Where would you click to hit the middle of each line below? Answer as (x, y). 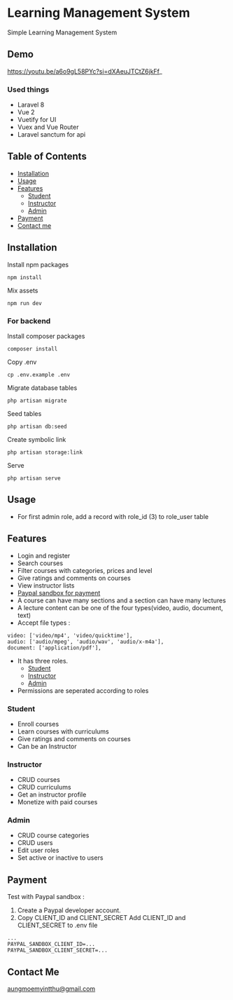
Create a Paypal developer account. (69, 910)
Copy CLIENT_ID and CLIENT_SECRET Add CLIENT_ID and (101, 918)
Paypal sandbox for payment (59, 593)
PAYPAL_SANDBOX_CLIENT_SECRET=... (58, 951)
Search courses (40, 563)
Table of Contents (47, 157)
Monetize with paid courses (57, 802)
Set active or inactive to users (60, 858)
